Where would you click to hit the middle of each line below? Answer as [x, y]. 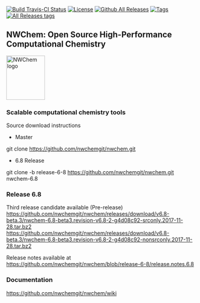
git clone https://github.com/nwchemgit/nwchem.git [71, 149]
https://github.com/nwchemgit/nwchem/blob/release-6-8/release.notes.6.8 [100, 264]
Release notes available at [39, 258]
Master [24, 137]
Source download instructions [44, 125]
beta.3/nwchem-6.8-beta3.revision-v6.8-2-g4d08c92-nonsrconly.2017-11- [99, 239]
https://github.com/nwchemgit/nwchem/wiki [61, 293]
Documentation [30, 280]
